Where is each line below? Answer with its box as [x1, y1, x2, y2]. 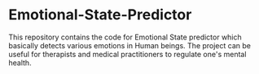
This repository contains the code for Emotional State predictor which [8, 32, 242, 42]
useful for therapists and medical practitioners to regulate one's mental [8, 49, 247, 59]
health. [8, 58, 32, 68]
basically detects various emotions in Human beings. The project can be [8, 40, 251, 50]
